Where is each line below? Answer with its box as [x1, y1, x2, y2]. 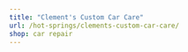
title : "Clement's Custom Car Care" [9, 12, 144, 22]
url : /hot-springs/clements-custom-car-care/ [9, 21, 179, 30]
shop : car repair [9, 29, 73, 38]
